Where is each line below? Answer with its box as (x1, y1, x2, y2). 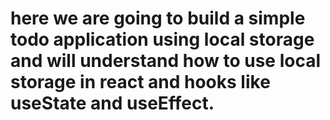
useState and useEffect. (10, 92, 215, 115)
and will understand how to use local (10, 50, 322, 72)
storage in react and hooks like (10, 71, 271, 94)
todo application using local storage (10, 28, 315, 51)
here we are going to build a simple (10, 7, 306, 30)
